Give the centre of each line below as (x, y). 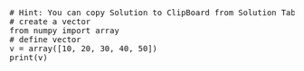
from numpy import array (64, 31)
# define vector (45, 40)
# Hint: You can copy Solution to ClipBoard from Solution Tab (152, 13)
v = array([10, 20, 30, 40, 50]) (84, 49)
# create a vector (50, 22)
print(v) (28, 58)
